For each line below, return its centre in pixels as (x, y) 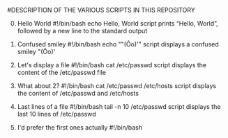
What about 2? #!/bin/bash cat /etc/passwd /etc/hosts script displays (117, 86)
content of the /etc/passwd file (62, 72)
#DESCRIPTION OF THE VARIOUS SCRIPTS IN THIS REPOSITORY (101, 10)
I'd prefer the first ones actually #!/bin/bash (80, 127)
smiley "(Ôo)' (36, 52)
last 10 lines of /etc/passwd (56, 114)
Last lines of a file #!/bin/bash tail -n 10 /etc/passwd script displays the (119, 106)
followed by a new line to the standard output (82, 31)
